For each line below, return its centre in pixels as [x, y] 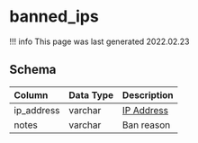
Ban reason [146, 125]
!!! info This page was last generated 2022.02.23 [100, 41]
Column [31, 94]
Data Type [91, 94]
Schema [33, 70]
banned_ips [54, 17]
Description [148, 94]
